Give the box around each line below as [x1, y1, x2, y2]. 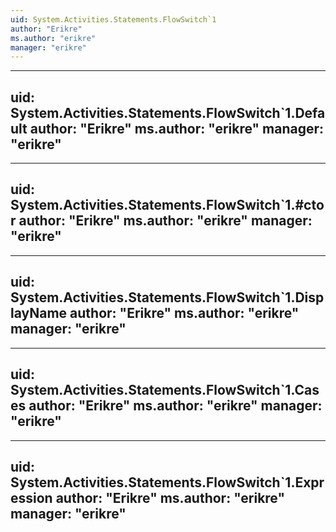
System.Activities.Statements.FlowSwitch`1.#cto [10, 197, 325, 214]
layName [10, 305, 68, 322]
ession [10, 489, 53, 506]
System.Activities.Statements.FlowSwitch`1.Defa [10, 104, 326, 121]
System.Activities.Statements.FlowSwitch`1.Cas [10, 382, 320, 399]
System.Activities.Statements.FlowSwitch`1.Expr [10, 474, 325, 491]
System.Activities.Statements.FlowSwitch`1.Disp [10, 289, 325, 306]
